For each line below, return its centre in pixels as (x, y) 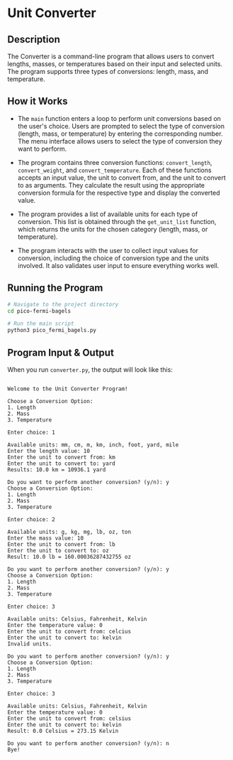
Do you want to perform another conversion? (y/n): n (89, 743)
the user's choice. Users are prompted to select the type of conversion (121, 126)
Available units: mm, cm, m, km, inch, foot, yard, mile (93, 445)
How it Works (38, 101)
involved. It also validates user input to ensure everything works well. (118, 265)
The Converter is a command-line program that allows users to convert (111, 56)
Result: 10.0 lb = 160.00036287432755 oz (69, 557)
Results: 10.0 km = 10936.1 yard (57, 470)
